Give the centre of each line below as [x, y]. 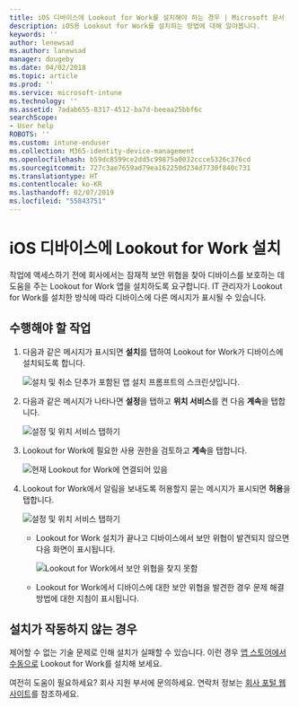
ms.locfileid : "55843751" [57, 201]
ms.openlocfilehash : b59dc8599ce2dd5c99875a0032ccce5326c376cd [130, 159]
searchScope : [34, 118]
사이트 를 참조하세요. [44, 694]
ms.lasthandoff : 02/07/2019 [62, 193]
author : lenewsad [42, 43]
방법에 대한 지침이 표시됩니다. [87, 598]
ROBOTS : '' [30, 135]
